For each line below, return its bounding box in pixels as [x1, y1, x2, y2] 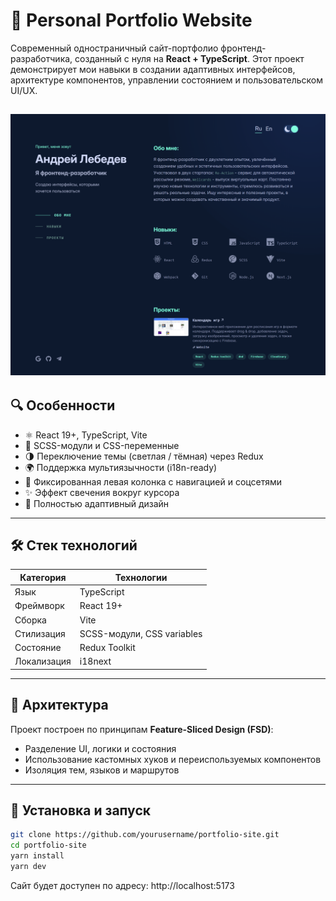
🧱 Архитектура [10, 697, 109, 714]
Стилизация [14, 627, 66, 639]
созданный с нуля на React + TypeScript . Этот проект [74, 52, 305, 64]
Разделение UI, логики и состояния [24, 742, 177, 754]
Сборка [14, 614, 47, 626]
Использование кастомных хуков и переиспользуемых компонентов [24, 753, 322, 765]
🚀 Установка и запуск [10, 802, 151, 819]
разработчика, [10, 52, 73, 64]
